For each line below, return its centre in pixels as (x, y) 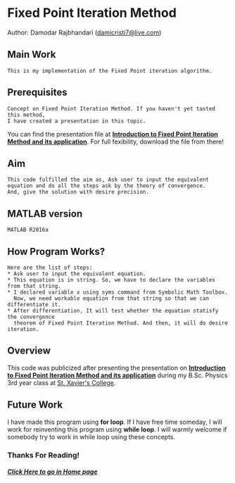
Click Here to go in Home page (52, 472)
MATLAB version (45, 214)
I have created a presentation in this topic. (77, 121)
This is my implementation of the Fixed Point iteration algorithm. (110, 71)
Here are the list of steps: (50, 268)
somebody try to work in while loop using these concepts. (91, 437)
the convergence (31, 317)
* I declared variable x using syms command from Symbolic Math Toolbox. (118, 292)
